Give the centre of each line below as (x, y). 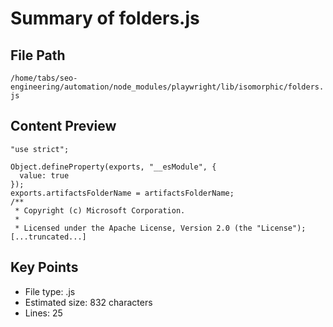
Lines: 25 (43, 313)
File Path (38, 55)
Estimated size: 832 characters (88, 302)
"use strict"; (40, 149)
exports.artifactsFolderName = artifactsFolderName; (122, 193)
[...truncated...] (48, 237)
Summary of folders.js (105, 18)
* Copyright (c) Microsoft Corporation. (100, 210)
